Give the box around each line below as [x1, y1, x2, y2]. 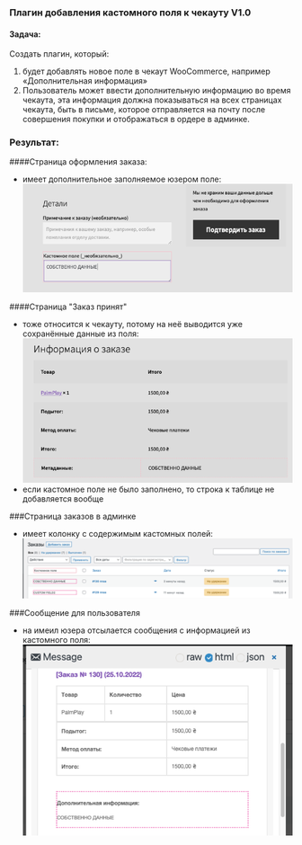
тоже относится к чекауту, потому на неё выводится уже [22, 318, 244, 329]
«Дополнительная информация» [22, 76, 148, 86]
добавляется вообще [22, 493, 104, 504]
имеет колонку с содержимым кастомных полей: [22, 528, 214, 538]
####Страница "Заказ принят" [9, 301, 128, 312]
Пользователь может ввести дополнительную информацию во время [22, 85, 291, 96]
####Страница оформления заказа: [9, 156, 147, 167]
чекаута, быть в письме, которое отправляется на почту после [22, 104, 266, 115]
